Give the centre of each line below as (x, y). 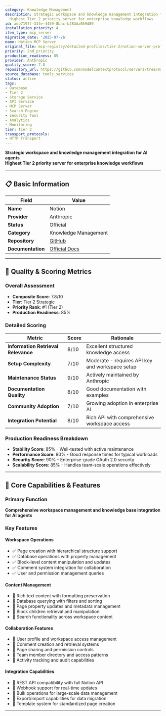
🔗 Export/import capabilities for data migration (59, 698)
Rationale (122, 338)
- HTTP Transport (23, 139)
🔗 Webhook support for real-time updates (55, 688)
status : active (21, 79)
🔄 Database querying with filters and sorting (57, 601)
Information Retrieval (33, 346)
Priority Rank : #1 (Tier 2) (38, 307)
